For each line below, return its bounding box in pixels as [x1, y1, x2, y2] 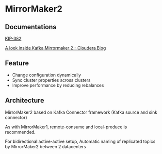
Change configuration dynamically [12, 72, 81, 78]
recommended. [5, 129, 35, 135]
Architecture [5, 96, 45, 105]
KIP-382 [5, 35, 22, 41]
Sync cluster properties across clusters [12, 77, 91, 83]
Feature [5, 59, 29, 68]
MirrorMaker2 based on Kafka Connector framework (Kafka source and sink [5, 109, 158, 115]
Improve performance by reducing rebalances [12, 82, 104, 88]
